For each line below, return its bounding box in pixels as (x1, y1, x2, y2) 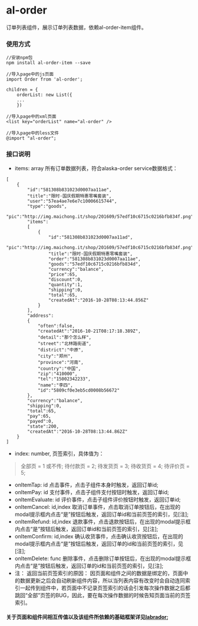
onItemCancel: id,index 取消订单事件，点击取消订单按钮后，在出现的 (14, 503, 181, 510)
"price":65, (48, 271, 78, 277)
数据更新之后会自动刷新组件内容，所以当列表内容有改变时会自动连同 (19, 577, 186, 584)
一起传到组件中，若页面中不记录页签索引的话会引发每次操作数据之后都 (19, 584, 190, 591)
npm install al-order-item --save (6, 60, 91, 66)
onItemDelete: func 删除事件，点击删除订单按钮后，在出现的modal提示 (14, 555, 186, 562)
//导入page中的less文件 (6, 130, 59, 136)
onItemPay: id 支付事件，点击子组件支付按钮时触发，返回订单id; (14, 488, 169, 495)
